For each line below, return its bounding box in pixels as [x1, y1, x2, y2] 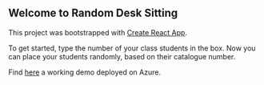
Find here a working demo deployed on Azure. [8, 67, 162, 77]
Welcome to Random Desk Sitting [8, 6, 178, 20]
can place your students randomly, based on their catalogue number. [8, 51, 236, 61]
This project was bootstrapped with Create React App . [8, 27, 188, 37]
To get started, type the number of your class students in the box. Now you [8, 43, 256, 53]
